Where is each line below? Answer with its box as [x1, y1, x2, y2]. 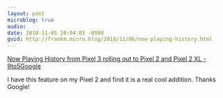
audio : [7, 23, 26, 30]
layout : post [7, 10, 45, 17]
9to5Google [7, 62, 42, 70]
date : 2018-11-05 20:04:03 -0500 [7, 29, 104, 37]
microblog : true [7, 17, 54, 23]
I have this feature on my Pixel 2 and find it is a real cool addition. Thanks [7, 75, 217, 84]
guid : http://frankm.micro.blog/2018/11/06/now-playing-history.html [7, 36, 213, 43]
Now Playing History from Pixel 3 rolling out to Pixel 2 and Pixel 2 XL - [7, 55, 207, 63]
